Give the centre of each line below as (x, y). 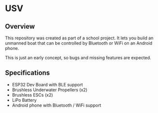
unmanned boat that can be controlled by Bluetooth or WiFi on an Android (79, 43)
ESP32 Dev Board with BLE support (47, 84)
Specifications (27, 73)
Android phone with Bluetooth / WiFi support (56, 105)
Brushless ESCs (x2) (32, 95)
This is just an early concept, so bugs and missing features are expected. (78, 58)
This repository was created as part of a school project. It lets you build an (79, 38)
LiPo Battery (24, 100)
